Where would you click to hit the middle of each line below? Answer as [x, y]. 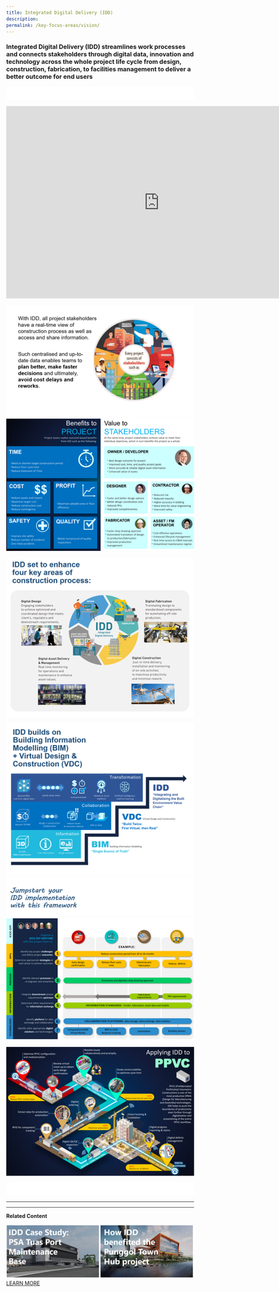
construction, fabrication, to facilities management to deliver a [99, 69]
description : [22, 19]
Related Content [27, 1216]
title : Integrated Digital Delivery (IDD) [60, 13]
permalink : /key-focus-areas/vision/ [53, 25]
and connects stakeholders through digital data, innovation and [100, 54]
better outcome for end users [50, 76]
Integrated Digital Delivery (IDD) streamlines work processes [96, 47]
